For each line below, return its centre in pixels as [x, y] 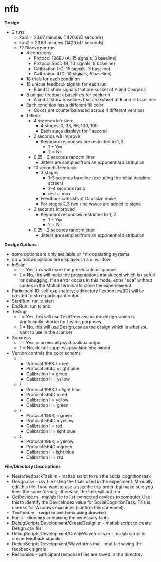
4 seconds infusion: [53, 121]
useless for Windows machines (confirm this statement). [68, 507]
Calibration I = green [47, 374]
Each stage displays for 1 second [74, 131]
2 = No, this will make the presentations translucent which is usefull [87, 275]
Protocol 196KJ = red [47, 363]
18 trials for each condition [53, 79]
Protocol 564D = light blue [53, 368]
